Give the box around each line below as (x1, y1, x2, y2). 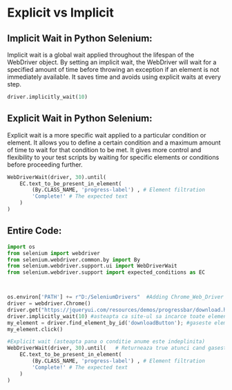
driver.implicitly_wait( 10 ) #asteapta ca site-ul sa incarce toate (7, 313, 206, 319)
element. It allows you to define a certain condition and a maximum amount (7, 138, 221, 147)
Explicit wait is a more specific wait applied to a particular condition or (7, 131, 206, 139)
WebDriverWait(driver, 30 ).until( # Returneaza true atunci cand (7, 344, 206, 352)
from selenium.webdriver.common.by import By (7, 256, 140, 263)
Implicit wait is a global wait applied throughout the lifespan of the (7, 50, 195, 59)
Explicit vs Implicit (7, 5, 114, 21)
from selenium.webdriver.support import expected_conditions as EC (7, 269, 206, 276)
